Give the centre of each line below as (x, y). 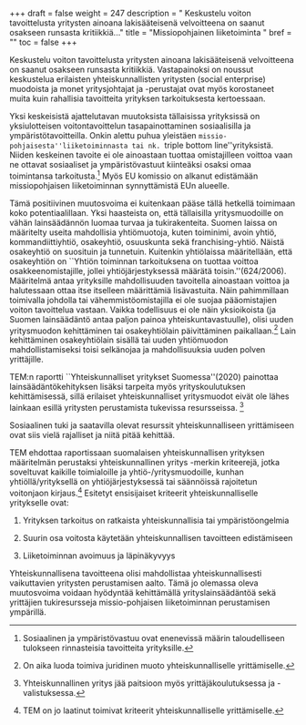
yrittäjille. (26, 360)
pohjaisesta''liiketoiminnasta (69, 146)
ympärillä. (28, 612)
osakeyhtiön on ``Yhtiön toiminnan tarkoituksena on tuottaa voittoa (134, 261)
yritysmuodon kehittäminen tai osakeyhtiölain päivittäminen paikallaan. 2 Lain (153, 330)
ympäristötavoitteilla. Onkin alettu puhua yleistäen (103, 135)
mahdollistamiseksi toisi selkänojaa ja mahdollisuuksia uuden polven (138, 350)
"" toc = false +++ (43, 42)
